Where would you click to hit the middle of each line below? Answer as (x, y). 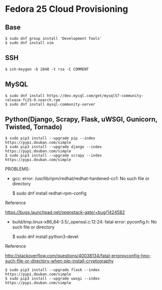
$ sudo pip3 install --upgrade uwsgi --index (52, 279)
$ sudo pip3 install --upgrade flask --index (52, 270)
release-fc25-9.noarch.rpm (33, 100)
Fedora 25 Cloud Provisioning (67, 9)
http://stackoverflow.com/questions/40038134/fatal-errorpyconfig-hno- (78, 256)
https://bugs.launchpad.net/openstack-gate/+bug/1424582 (65, 212)
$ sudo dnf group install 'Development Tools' (54, 38)
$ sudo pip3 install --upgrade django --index (54, 147)
